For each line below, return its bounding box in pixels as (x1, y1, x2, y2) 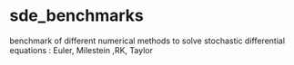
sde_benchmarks (9, 5, 144, 26)
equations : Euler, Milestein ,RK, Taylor (9, 44, 153, 55)
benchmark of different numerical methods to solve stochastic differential (9, 35, 285, 46)
